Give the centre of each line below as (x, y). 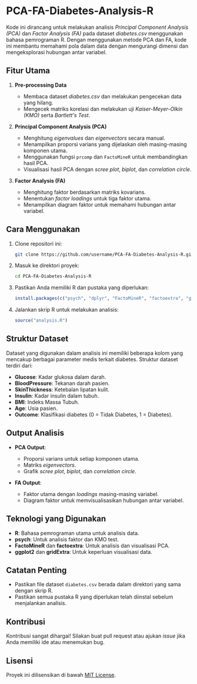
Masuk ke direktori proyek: (47, 266)
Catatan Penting (36, 570)
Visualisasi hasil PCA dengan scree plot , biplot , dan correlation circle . (107, 169)
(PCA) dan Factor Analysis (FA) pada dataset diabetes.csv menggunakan (95, 33)
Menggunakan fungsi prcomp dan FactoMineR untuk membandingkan (106, 157)
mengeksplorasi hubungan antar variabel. (56, 52)
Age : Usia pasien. (36, 408)
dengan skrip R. (34, 591)
